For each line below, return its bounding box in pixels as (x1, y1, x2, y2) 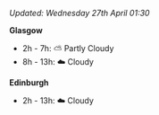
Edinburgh (9, 77, 49, 88)
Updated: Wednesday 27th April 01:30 (9, 8, 150, 18)
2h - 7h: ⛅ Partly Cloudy (21, 43, 114, 53)
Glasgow (9, 25, 43, 35)
